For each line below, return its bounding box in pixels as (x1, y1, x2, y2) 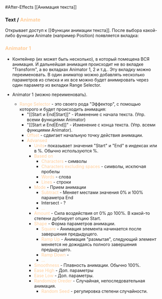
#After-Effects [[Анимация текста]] (5, 4, 77, 10)
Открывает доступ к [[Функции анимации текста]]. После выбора (5, 27, 142, 33)
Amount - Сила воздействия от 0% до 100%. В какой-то (34, 210, 150, 216)
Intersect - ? (41, 200, 66, 206)
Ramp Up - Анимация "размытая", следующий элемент (41, 236, 157, 242)
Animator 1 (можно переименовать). (12, 92, 88, 97)
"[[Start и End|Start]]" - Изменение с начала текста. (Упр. (26, 111, 145, 117)
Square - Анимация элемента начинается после (41, 226, 142, 231)
